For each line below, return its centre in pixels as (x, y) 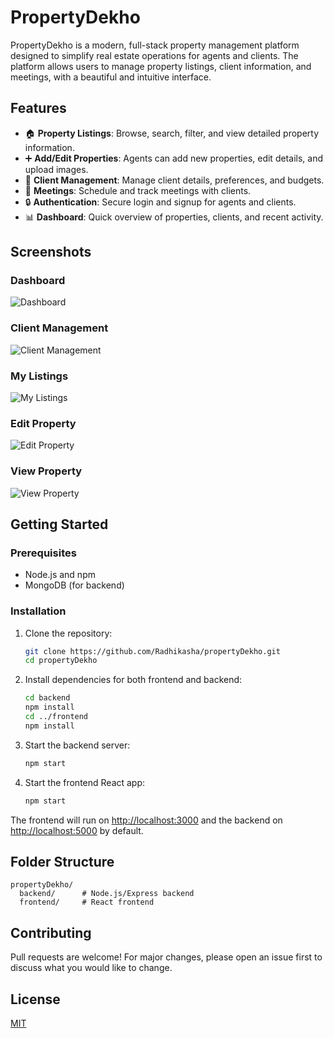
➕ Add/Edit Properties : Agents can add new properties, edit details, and (173, 158)
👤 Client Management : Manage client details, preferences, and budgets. (174, 180)
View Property (46, 471)
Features (38, 108)
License (35, 999)
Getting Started (59, 524)
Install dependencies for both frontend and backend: (133, 680)
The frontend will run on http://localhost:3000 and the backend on (146, 820)
